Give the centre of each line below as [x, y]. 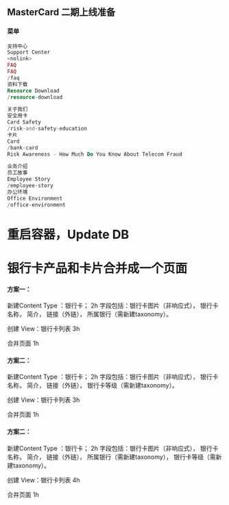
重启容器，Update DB [68, 234]
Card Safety [24, 122]
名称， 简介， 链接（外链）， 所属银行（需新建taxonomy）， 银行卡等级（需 [111, 457]
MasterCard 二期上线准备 [61, 12]
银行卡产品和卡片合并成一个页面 [97, 268]
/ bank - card [23, 148]
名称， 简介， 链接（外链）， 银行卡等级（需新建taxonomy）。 [93, 386]
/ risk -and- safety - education [47, 129]
